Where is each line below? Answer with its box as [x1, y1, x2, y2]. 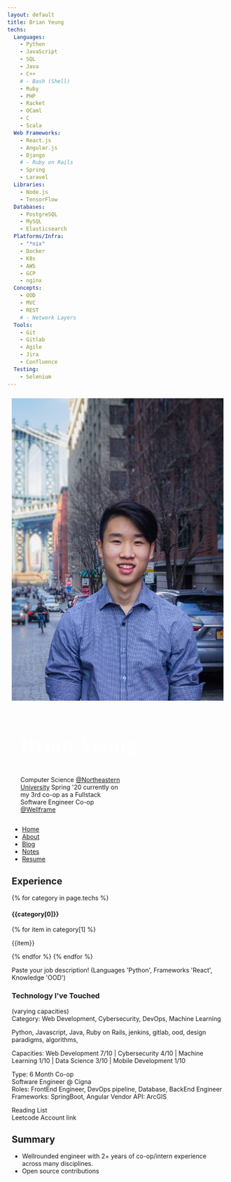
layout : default [7, 11, 55, 18]
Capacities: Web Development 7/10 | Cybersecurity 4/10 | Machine [11, 1049, 204, 1057]
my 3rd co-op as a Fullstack [20, 791, 101, 799]
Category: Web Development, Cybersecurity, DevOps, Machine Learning [11, 1014, 222, 1022]
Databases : [13, 203, 45, 210]
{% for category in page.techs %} [11, 894, 109, 903]
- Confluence [20, 359, 58, 366]
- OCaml [20, 107, 42, 115]
